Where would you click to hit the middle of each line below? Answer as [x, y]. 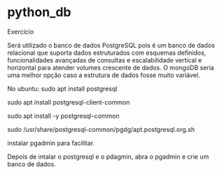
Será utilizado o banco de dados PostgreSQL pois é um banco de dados [111, 45]
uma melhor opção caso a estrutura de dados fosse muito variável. [104, 75]
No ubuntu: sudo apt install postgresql [62, 88]
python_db [39, 12]
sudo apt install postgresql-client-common [69, 102]
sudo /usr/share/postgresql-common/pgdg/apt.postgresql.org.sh [101, 129]
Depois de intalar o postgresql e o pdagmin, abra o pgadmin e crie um [108, 156]
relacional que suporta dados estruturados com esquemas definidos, [107, 53]
